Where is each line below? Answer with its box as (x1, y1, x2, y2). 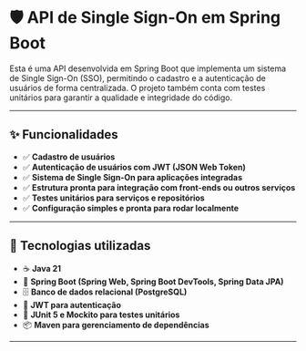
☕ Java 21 (22, 263, 62, 274)
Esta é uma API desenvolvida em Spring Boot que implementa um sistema (9, 63, 287, 74)
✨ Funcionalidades (9, 127, 118, 142)
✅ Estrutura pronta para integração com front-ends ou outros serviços (22, 181, 296, 192)
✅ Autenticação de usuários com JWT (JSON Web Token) (22, 161, 246, 172)
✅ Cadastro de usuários (22, 151, 116, 162)
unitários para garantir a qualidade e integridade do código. (9, 92, 233, 103)
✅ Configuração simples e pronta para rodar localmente (22, 202, 240, 213)
